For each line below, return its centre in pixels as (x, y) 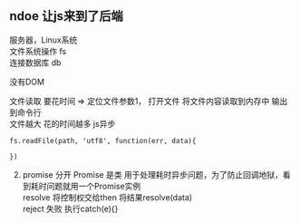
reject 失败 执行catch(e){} (70, 208)
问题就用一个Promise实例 (94, 186)
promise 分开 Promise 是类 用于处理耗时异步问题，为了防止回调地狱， (153, 174)
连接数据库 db (35, 63)
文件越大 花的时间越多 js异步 (63, 123)
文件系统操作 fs (38, 51)
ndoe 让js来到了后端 (67, 16)
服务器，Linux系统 (44, 40)
